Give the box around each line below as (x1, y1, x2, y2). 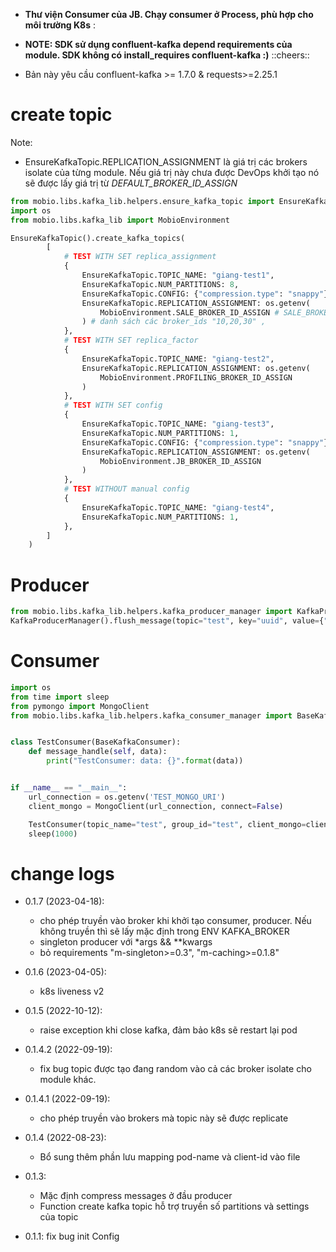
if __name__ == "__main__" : (10, 783, 128, 793)
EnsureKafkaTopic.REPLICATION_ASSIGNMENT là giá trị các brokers (24, 155, 308, 168)
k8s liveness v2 (39, 985, 105, 998)
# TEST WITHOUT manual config (63, 484, 190, 494)
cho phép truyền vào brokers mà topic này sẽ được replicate (39, 1112, 289, 1124)
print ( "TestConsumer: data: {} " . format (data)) (46, 756, 244, 766)
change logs (10, 862, 115, 885)
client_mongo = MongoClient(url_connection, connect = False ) (28, 801, 284, 811)
